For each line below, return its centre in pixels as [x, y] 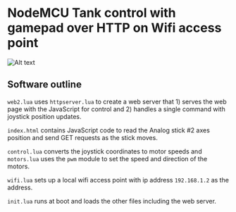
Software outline [45, 85]
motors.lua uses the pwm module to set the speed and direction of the [107, 158]
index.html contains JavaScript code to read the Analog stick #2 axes [108, 130]
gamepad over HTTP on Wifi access [114, 28]
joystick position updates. [44, 116]
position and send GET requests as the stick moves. [83, 137]
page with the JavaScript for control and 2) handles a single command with [116, 109]
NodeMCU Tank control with [92, 13]
